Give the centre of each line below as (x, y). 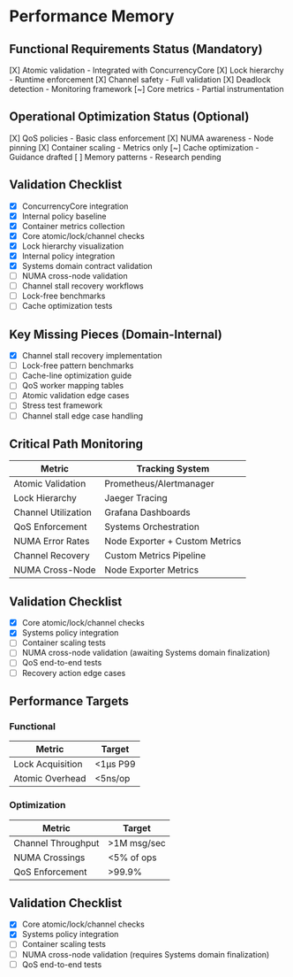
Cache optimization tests (67, 306)
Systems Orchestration (152, 527)
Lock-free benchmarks (64, 296)
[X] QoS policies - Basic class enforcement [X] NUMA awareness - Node (141, 138)
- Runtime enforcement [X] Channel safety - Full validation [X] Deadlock (140, 80)
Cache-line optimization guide (77, 376)
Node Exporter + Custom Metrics (173, 542)
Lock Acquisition (48, 765)
